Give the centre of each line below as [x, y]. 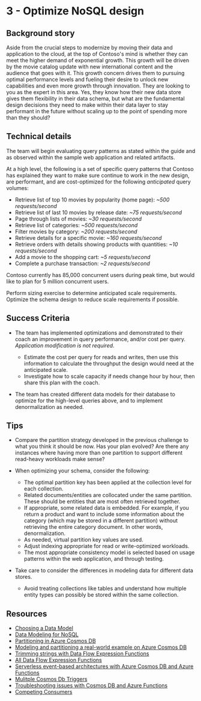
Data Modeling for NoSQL [47, 634]
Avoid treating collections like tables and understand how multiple [105, 588]
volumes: [17, 188]
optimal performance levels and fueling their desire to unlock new [87, 79]
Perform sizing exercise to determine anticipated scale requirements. [91, 293]
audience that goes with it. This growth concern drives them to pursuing [95, 73]
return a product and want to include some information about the [104, 515]
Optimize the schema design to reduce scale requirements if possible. [93, 299]
